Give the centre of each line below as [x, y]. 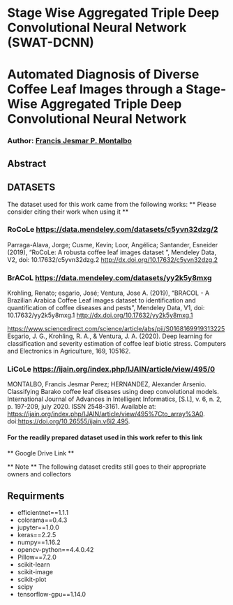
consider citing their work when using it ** [68, 212]
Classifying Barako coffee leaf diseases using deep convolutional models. [113, 392]
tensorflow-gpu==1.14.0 [51, 595]
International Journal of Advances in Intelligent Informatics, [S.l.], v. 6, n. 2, [114, 399]
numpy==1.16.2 [39, 542]
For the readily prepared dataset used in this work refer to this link [105, 437]
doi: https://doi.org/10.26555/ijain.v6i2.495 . [69, 421]
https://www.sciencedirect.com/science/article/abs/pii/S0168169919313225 [116, 329]
